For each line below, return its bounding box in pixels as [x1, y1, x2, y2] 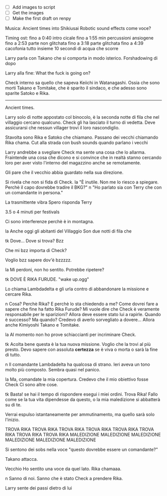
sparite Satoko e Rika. [5, 90, 50, 96]
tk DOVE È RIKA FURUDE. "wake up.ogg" [5, 276, 89, 282]
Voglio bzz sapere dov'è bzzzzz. [5, 257, 72, 263]
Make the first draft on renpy [12, 15, 71, 21]
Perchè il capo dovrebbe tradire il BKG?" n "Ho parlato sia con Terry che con [5, 184, 162, 190]
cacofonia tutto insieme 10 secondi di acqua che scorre [5, 46, 119, 52]
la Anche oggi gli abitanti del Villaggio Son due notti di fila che [5, 228, 132, 234]
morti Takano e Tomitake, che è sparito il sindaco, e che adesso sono [5, 85, 147, 91]
